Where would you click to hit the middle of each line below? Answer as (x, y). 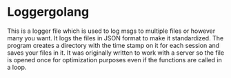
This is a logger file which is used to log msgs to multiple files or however (111, 31)
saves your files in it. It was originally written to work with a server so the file (116, 53)
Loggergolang (48, 12)
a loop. (17, 67)
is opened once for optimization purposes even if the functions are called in (114, 60)
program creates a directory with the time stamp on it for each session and (113, 45)
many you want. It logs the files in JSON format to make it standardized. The (115, 38)
